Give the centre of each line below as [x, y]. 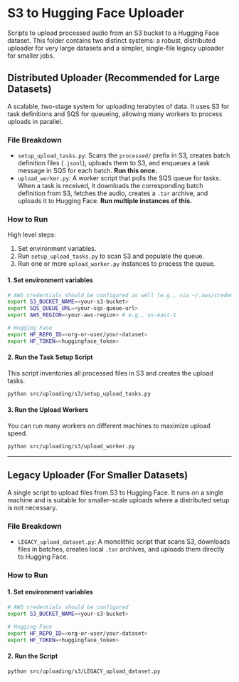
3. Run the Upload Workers [48, 410]
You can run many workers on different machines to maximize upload [109, 425]
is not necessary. [32, 507]
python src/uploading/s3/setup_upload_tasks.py [79, 393]
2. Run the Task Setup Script [50, 357]
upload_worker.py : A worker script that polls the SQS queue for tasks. [119, 178]
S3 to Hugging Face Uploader [96, 13]
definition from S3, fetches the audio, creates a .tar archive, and [113, 193]
